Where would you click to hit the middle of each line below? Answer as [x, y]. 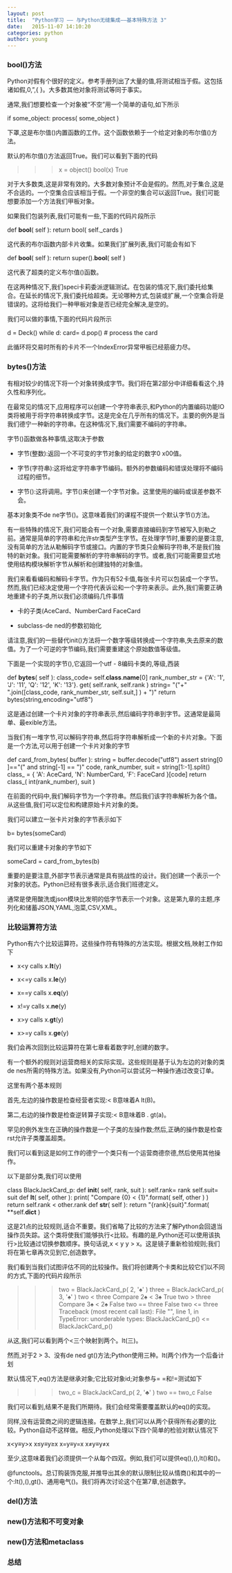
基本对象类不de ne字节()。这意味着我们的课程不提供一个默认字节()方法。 [110, 515]
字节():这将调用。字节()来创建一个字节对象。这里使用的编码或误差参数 [116, 491]
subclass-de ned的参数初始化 [59, 625]
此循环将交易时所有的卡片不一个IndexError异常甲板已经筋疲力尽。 [101, 347]
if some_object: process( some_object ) [63, 118]
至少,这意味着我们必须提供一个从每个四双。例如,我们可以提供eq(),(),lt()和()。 [116, 1458]
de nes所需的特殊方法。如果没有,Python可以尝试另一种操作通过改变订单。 [113, 1071]
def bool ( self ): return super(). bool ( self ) [66, 258]
